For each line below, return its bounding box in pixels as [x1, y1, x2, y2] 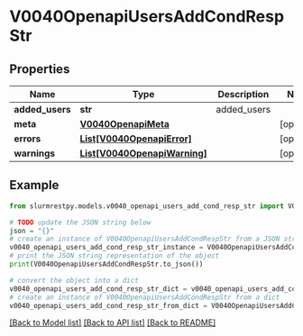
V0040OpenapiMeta [79, 118, 170, 130]
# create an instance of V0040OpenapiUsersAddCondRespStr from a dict [9, 293, 280, 302]
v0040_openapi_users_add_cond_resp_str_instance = [9, 243, 204, 252]
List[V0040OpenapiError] [79, 132, 192, 145]
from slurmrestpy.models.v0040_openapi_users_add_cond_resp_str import [9, 201, 284, 211]
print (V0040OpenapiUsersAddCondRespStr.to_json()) [9, 259, 204, 269]
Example [9, 177, 60, 193]
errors [14, 132, 41, 145]
